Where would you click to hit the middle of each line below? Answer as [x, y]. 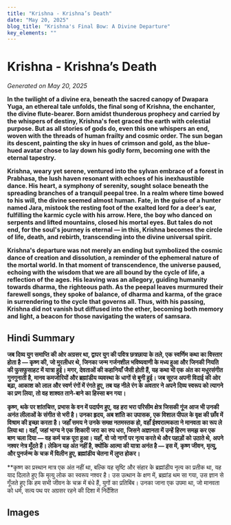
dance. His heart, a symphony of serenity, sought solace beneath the [108, 186]
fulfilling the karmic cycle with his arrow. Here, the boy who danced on [110, 215]
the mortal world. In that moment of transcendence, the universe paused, [114, 265]
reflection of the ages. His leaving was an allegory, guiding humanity [107, 280]
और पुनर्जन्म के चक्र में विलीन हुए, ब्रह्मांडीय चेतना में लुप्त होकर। [74, 453]
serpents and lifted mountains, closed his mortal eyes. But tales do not [110, 223]
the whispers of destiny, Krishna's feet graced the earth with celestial [109, 121]
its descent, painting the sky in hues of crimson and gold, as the [100, 143]
